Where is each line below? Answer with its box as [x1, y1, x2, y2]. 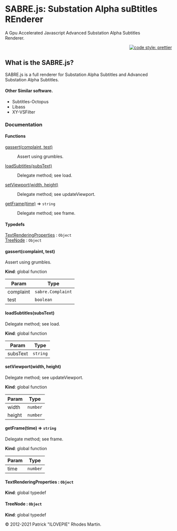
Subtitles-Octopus [12, 98, 49, 104]
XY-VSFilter [12, 109, 35, 115]
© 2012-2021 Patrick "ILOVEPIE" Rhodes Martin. [5, 521, 102, 527]
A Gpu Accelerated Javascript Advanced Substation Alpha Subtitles [5, 30, 141, 36]
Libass [12, 104, 26, 110]
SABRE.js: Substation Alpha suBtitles [5, 3, 158, 15]
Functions [5, 133, 26, 139]
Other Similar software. [5, 88, 53, 94]
